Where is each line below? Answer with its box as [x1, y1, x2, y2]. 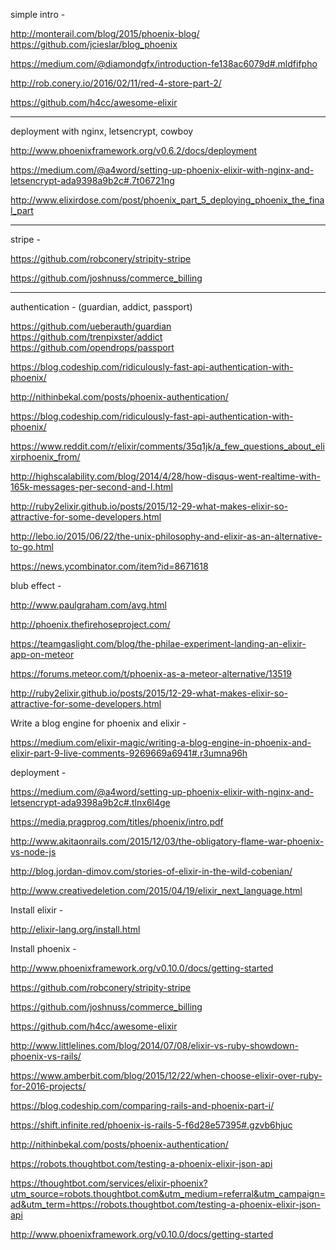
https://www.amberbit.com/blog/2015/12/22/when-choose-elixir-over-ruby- [10, 1070, 323, 1081]
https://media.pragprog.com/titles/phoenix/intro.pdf [10, 816, 224, 828]
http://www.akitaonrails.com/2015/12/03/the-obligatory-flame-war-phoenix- [10, 835, 325, 847]
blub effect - [10, 580, 62, 591]
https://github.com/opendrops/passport [10, 342, 175, 353]
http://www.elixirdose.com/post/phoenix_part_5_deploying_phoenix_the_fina [10, 194, 325, 206]
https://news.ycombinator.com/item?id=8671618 [10, 560, 209, 572]
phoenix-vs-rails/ [10, 1050, 82, 1062]
